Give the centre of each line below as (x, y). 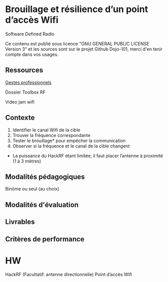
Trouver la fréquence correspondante (51, 135)
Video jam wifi (20, 102)
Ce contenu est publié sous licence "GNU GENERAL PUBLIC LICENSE (77, 43)
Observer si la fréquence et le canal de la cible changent (71, 146)
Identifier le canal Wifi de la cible (46, 130)
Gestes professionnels (28, 82)
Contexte (20, 118)
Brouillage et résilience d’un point (77, 9)
